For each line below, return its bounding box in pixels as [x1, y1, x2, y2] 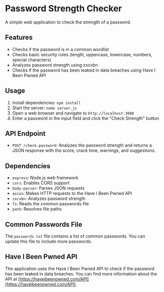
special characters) [12, 57, 51, 63]
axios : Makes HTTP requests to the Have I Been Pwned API [12, 191, 132, 196]
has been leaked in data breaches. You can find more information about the [5, 270, 158, 277]
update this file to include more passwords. [5, 239, 93, 244]
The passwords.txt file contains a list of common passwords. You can [5, 233, 145, 239]
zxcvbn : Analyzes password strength [12, 195, 86, 201]
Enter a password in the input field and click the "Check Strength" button [12, 115, 160, 121]
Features [5, 33, 33, 42]
